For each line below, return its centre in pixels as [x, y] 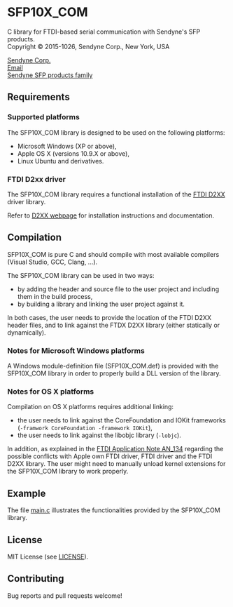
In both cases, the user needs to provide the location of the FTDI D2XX [110, 317]
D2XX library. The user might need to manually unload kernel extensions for [116, 464]
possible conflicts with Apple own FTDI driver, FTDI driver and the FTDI [110, 456]
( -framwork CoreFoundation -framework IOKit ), [85, 428]
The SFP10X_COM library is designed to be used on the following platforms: [116, 132]
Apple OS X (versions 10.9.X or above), [73, 153]
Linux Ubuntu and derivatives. [61, 161]
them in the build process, [55, 296]
